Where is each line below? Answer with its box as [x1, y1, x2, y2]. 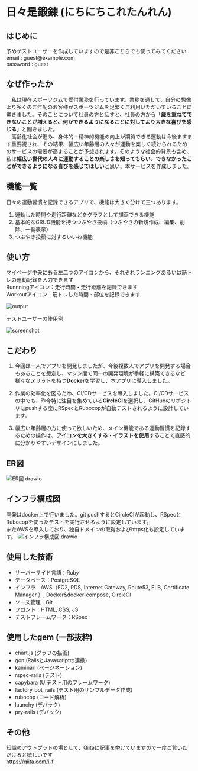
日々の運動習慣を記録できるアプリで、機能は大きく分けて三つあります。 [6, 198, 181, 205]
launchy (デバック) [14, 701, 60, 708]
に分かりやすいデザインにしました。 [14, 439, 103, 447]
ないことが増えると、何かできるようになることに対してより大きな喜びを [11, 118, 187, 125]
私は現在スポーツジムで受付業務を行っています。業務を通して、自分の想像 [11, 96, 191, 103]
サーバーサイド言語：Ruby [14, 569, 79, 576]
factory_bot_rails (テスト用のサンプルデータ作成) [14, 686, 133, 693]
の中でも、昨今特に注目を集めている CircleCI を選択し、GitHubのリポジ [14, 397, 187, 404]
